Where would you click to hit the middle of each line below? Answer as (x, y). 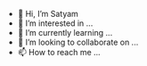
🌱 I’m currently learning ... (65, 33)
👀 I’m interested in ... (55, 23)
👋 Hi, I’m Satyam (48, 14)
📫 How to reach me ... (59, 52)
